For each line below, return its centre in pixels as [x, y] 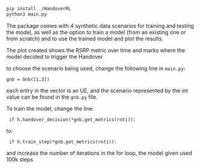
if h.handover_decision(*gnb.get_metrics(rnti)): [72, 120]
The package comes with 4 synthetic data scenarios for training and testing [100, 26]
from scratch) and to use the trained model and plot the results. [85, 39]
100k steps [20, 159]
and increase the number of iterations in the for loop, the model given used [99, 153]
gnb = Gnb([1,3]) [28, 79]
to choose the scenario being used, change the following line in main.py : [96, 68]
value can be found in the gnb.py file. [52, 97]
